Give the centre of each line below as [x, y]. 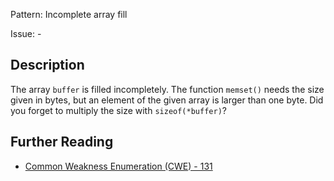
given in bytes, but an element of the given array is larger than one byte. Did [167, 100]
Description [47, 65]
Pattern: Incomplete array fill [69, 14]
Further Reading [62, 142]
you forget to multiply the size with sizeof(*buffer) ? [118, 110]
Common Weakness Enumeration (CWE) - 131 [118, 166]
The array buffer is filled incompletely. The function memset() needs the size [167, 89]
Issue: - [26, 33]
